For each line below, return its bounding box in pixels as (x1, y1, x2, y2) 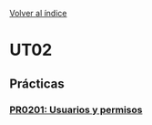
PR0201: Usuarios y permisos (9, 103, 143, 116)
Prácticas (9, 76, 66, 91)
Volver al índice (9, 8, 67, 18)
